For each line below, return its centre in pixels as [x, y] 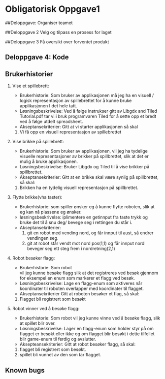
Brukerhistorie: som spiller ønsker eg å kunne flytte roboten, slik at [87, 207]
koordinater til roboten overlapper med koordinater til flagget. [82, 288]
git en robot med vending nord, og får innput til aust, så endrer [90, 233]
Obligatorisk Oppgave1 [52, 9]
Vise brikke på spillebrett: [38, 142]
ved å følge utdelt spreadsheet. [51, 122]
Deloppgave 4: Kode [37, 57]
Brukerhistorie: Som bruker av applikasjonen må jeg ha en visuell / [87, 95]
